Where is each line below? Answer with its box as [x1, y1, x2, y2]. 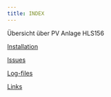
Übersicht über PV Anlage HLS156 [7, 29, 105, 37]
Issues [7, 56, 26, 64]
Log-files [7, 69, 33, 77]
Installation [7, 42, 39, 50]
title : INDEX [7, 10, 45, 17]
